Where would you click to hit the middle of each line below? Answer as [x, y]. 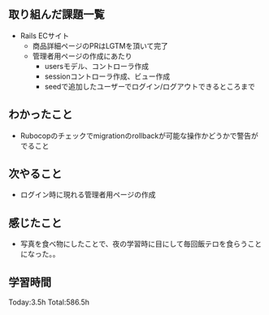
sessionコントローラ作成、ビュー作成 [107, 76]
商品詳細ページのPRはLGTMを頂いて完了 [100, 45]
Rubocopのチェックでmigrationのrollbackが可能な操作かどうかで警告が [139, 136]
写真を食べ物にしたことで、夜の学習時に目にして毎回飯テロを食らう [134, 244]
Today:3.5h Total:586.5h [49, 302]
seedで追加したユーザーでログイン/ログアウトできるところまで [150, 86]
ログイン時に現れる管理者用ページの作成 [88, 195]
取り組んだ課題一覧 [56, 15]
